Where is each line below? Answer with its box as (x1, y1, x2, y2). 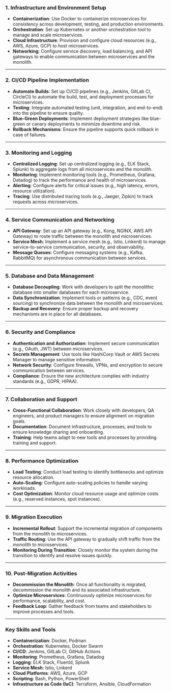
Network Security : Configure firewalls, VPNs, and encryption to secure (12, 362, 163, 368)
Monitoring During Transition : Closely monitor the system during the (12, 547, 158, 553)
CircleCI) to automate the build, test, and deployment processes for (12, 93, 154, 100)
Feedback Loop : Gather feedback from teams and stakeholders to (12, 603, 152, 609)
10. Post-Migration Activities (5, 570, 77, 577)
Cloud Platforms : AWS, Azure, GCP (12, 670, 88, 676)
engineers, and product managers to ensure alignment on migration (12, 413, 155, 419)
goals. (12, 418, 26, 425)
